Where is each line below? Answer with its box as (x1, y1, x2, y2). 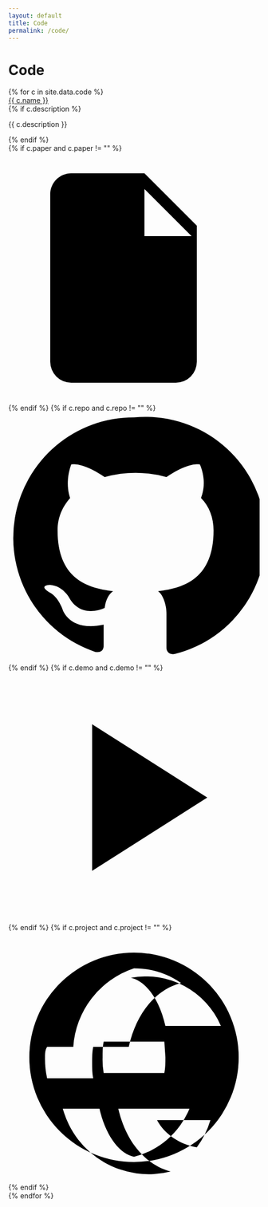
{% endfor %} (8, 1191, 54, 1201)
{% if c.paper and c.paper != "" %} (8, 144, 122, 153)
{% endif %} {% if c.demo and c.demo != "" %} (8, 663, 164, 673)
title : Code (8, 19, 48, 27)
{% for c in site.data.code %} (8, 87, 104, 97)
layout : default (8, 11, 62, 20)
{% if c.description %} (8, 105, 81, 114)
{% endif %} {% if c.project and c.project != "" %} (8, 923, 172, 933)
